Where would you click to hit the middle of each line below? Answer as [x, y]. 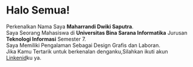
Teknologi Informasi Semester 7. [46, 39]
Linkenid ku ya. [24, 58]
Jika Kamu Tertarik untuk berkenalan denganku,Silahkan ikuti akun [87, 51]
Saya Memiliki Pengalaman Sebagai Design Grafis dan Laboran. [83, 45]
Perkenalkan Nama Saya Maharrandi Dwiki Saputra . [70, 26]
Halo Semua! [38, 10]
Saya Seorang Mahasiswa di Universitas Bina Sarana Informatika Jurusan [97, 32]
